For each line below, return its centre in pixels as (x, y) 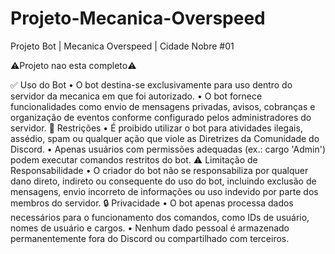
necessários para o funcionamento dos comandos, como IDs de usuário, (160, 217)
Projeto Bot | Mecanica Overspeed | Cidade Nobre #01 (122, 46)
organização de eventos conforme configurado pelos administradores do (161, 117)
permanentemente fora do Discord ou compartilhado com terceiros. (150, 238)
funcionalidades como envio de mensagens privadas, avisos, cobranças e (163, 106)
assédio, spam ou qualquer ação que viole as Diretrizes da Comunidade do (165, 138)
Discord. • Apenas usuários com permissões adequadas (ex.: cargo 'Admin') (168, 149)
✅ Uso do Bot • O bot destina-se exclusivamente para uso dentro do (151, 84)
